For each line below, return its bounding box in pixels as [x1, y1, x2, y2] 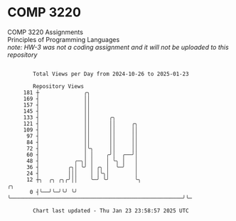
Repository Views [33, 82, 84, 90]
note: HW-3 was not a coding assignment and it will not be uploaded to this [7, 43, 229, 51]
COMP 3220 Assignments [7, 28, 84, 36]
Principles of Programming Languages [7, 35, 120, 43]
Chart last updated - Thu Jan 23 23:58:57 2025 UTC [33, 207, 190, 214]
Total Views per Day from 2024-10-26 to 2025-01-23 [33, 70, 190, 77]
